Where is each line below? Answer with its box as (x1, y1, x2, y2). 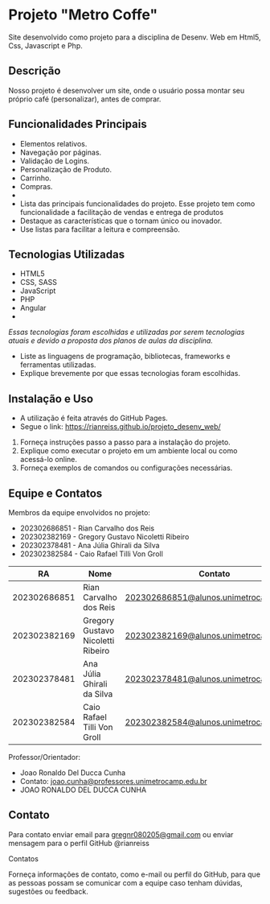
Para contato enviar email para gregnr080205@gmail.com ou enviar (8, 829, 234, 839)
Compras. (19, 181, 53, 191)
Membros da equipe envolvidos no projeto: (8, 508, 151, 517)
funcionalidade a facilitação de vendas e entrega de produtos (19, 207, 223, 217)
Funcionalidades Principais (8, 118, 147, 131)
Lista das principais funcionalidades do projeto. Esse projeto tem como (19, 199, 256, 208)
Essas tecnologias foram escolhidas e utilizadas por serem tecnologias (8, 328, 245, 337)
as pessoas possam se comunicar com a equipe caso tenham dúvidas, (8, 877, 243, 887)
